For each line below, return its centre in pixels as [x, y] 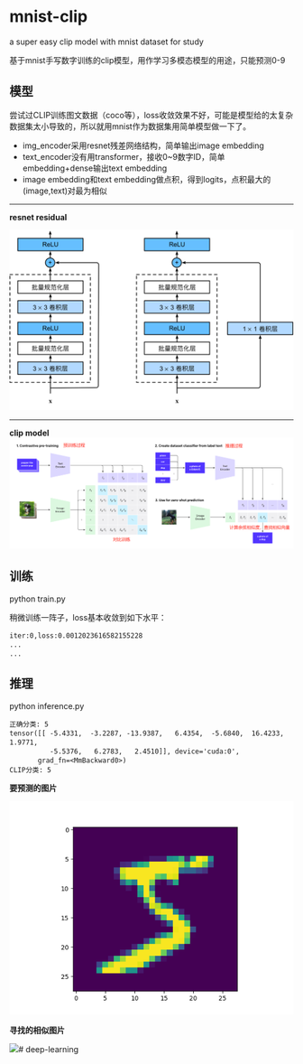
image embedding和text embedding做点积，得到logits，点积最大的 [147, 179]
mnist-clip [49, 17]
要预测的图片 [33, 788]
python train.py [37, 599]
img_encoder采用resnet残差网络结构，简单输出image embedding [143, 145]
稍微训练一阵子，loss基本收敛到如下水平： [88, 617]
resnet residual [38, 217]
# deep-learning [49, 1049]
